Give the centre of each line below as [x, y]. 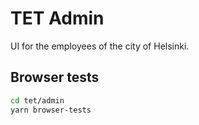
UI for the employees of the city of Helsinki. [100, 46]
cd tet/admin [37, 100]
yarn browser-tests [51, 110]
